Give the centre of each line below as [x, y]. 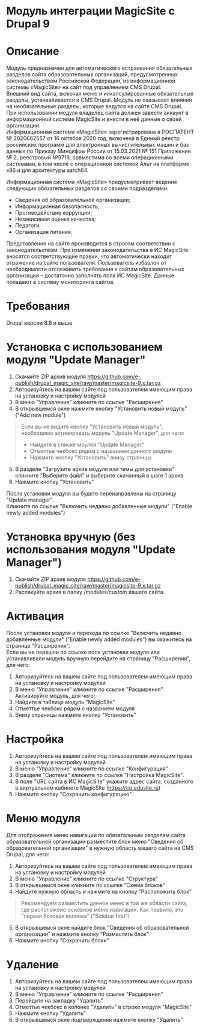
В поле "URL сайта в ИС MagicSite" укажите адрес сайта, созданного [104, 781]
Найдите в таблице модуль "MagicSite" [65, 702]
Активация [35, 616]
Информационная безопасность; [57, 206]
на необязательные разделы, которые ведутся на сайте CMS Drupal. [94, 106]
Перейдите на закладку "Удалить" [59, 1000]
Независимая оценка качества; [55, 219]
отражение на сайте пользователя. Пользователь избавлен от [86, 263]
